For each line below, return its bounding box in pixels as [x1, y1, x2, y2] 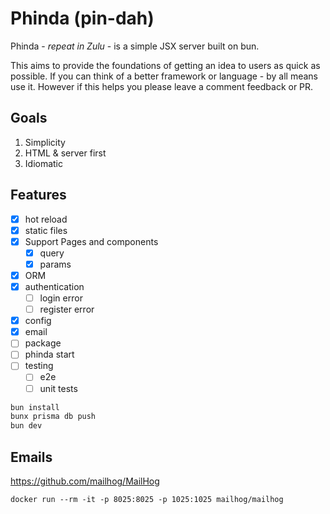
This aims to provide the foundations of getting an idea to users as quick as [10, 59, 321, 71]
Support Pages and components [24, 235, 159, 247]
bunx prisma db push [10, 412, 97, 422]
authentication [24, 280, 85, 292]
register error [39, 303, 95, 316]
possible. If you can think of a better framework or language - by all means [10, 70, 318, 82]
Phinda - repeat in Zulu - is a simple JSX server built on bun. [10, 40, 260, 52]
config [24, 315, 52, 327]
